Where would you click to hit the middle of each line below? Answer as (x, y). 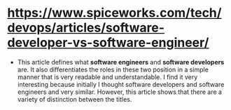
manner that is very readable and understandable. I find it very (107, 77)
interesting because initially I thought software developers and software (121, 84)
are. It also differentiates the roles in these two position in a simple (113, 69)
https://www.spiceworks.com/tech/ (114, 13)
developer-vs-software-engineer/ (108, 43)
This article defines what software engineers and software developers (121, 62)
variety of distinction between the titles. (75, 99)
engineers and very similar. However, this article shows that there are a (120, 92)
